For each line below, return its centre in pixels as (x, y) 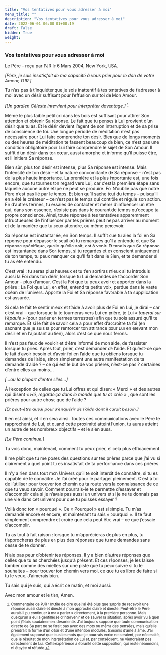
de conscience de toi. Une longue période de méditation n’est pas (72, 131)
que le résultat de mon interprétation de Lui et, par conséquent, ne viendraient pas (81, 639)
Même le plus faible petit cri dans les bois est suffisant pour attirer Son (77, 115)
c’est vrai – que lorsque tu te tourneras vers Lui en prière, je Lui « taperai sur (83, 312)
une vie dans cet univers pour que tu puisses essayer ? (61, 499)
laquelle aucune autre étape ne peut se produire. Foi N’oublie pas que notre (82, 188)
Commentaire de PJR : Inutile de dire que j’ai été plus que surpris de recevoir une (80, 604)
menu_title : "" (21, 14)
